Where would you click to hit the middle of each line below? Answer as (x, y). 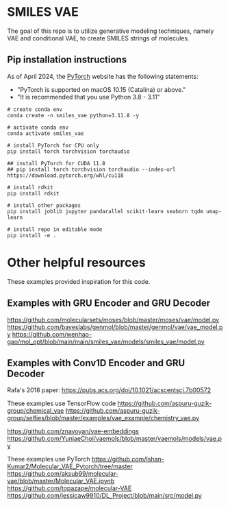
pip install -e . (32, 235)
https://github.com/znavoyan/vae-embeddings (73, 431)
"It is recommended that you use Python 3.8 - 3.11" (89, 97)
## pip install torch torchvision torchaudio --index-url (91, 169)
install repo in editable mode (58, 229)
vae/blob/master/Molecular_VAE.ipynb (61, 481)
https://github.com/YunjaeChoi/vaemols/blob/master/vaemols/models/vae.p (115, 439)
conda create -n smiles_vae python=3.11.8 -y (73, 115)
